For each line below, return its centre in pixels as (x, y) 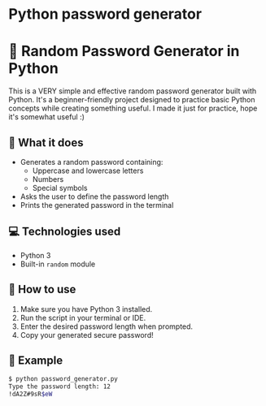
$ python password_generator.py (63, 379)
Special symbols (60, 188)
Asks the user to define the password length (94, 197)
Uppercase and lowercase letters (88, 171)
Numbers (48, 179)
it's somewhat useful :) (47, 117)
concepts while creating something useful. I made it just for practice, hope (133, 108)
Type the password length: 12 (60, 387)
